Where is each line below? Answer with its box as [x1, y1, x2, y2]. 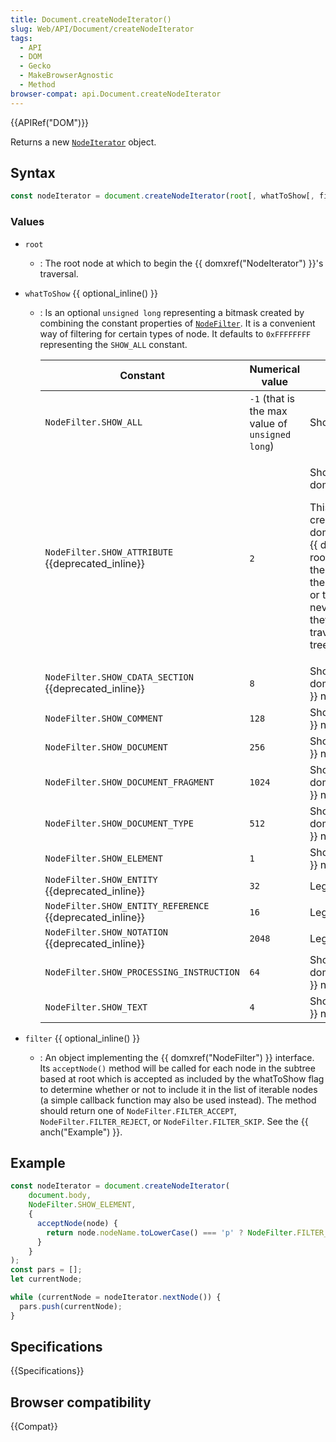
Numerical [249, 362, 300, 376]
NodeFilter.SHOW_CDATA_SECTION [44, 671, 194, 683]
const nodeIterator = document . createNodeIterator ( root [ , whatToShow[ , [10, 191, 315, 201]
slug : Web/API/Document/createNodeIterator [10, 24, 195, 34]
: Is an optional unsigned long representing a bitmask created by [39, 306, 305, 318]
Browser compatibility [10, 1394, 152, 1411]
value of [249, 416, 288, 430]
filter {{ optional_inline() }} [24, 1032, 141, 1044]
